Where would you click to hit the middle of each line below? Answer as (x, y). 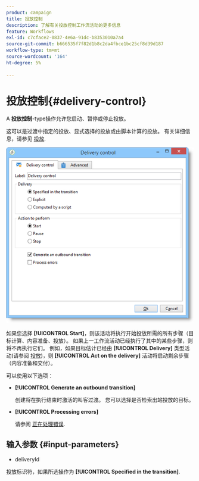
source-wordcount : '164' (37, 57)
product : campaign (29, 13)
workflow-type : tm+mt (33, 51)
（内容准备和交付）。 (31, 363)
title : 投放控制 (24, 19)
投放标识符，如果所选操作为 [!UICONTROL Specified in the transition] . (93, 471)
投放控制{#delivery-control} (77, 101)
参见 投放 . (34, 139)
